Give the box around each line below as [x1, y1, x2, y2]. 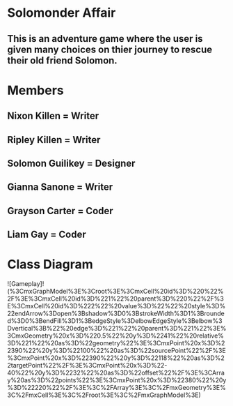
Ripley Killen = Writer [7, 134, 101, 146]
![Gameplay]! [7, 280, 45, 288]
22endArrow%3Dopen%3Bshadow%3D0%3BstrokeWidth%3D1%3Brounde [7, 309, 225, 318]
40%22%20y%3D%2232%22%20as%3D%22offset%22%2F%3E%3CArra [7, 368, 225, 377]
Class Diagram [7, 257, 94, 273]
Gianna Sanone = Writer [7, 181, 113, 193]
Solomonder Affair [7, 5, 116, 21]
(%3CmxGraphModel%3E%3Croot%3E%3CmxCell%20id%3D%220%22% [7, 287, 224, 296]
